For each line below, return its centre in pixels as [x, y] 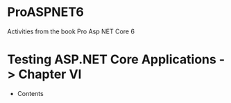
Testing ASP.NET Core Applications [112, 60]
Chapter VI [50, 74]
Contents [30, 93]
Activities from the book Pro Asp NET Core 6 [71, 31]
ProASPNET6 [46, 12]
